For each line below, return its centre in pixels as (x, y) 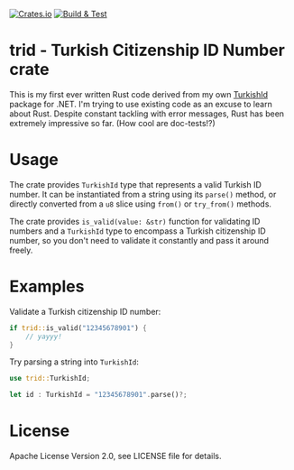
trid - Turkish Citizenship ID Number (147, 51)
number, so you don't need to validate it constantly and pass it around (139, 240)
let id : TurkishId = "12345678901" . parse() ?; (98, 395)
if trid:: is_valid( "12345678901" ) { (78, 328)
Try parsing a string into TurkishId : (74, 362)
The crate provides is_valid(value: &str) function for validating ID (135, 221)
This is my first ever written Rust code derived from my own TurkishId (139, 94)
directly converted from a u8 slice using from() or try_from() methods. (141, 204)
